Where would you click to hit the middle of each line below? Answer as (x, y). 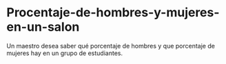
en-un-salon (43, 27)
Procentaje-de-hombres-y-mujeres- (113, 13)
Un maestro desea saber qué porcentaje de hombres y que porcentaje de (111, 46)
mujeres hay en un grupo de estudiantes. (65, 53)
